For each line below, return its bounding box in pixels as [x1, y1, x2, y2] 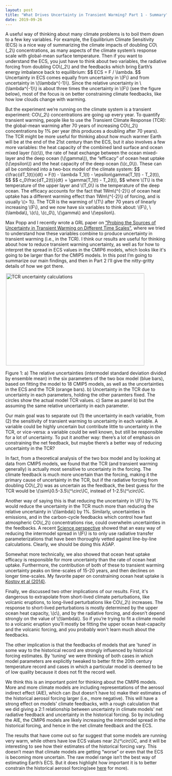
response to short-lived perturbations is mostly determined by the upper [5, 605, 158, 611]
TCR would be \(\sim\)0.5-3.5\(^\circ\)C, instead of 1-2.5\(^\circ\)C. [5, 488, 146, 494]
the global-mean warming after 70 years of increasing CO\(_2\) [5, 122, 138, 129]
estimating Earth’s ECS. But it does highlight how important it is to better [5, 760, 157, 766]
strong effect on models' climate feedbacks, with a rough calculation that [5, 701, 160, 707]
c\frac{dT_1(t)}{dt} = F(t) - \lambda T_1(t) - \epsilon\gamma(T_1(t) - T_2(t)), [5, 172, 160, 178]
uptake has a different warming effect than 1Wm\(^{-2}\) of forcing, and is [5, 193, 160, 200]
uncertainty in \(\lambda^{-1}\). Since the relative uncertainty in [5, 80, 139, 86]
